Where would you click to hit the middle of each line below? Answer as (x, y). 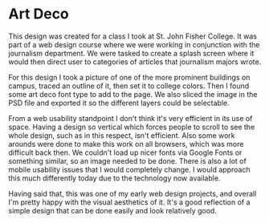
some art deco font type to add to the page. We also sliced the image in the (133, 94)
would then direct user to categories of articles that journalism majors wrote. (135, 62)
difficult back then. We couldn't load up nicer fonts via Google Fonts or (125, 152)
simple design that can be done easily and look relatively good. (112, 210)
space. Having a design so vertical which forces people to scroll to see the (132, 127)
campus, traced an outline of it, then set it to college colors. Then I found (129, 86)
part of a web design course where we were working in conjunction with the (134, 44)
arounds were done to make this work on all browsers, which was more (126, 144)
